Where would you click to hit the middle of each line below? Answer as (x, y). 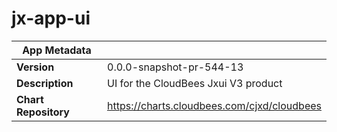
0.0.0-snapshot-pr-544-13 (175, 67)
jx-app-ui (51, 18)
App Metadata (57, 50)
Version (35, 67)
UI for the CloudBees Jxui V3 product (195, 83)
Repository (43, 112)
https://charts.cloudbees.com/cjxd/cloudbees (214, 105)
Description (45, 83)
